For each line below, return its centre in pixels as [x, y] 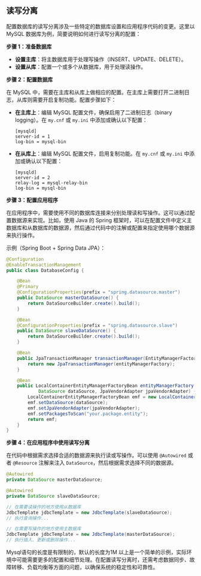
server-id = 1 [32, 137]
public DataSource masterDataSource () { [68, 298]
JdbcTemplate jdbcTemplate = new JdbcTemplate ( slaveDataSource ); [89, 513]
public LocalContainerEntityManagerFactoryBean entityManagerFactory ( [107, 386]
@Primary [28, 287]
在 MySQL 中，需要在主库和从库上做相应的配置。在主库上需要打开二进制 [95, 92]
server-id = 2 [32, 178]
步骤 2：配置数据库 [30, 79]
